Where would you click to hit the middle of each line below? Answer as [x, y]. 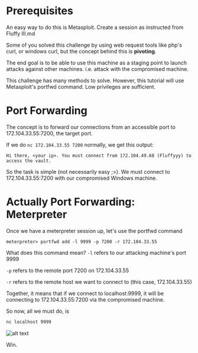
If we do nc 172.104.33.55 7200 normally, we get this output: [80, 145]
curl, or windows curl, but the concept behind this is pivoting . [81, 51]
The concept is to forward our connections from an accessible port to [91, 127]
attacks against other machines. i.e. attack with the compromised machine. [98, 69]
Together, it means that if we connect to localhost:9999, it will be [85, 293]
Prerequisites [40, 11]
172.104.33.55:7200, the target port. [49, 133]
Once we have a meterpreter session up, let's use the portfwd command [94, 231]
